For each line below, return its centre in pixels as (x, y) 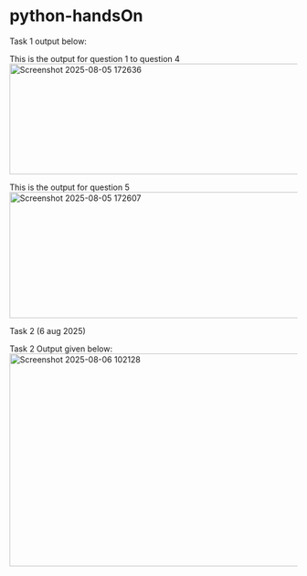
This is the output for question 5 (69, 187)
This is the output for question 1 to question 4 (95, 58)
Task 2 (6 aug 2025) (48, 330)
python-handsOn (76, 16)
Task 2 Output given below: (61, 349)
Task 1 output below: (48, 41)
